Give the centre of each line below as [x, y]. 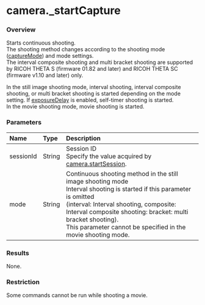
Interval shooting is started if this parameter [129, 188]
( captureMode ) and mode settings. [50, 56]
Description [83, 138]
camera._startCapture [63, 11]
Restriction [23, 282]
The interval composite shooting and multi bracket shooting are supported [100, 62]
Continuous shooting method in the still [122, 173]
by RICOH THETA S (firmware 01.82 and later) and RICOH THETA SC [92, 69]
